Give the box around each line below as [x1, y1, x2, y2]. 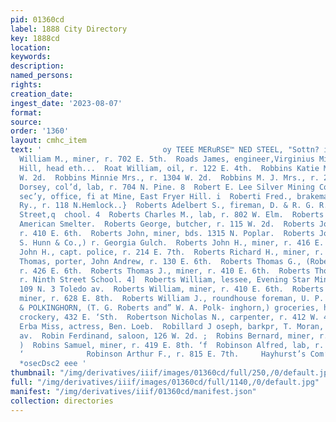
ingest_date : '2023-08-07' [10, 98, 123, 108]
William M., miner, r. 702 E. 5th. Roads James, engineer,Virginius [19, 154, 315, 164]
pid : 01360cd [10, 14, 65, 25]
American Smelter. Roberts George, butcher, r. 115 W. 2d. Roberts [19, 219, 315, 230]
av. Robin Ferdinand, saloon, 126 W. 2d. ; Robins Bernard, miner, [19, 331, 315, 341]
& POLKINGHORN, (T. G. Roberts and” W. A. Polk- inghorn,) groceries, [19, 303, 320, 313]
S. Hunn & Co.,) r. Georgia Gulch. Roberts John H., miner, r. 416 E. [19, 237, 325, 248]
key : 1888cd [10, 33, 60, 43]
